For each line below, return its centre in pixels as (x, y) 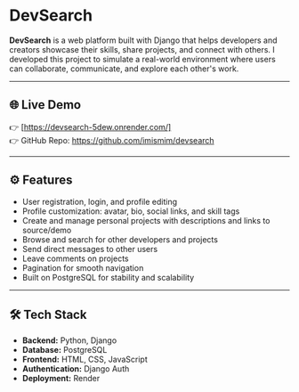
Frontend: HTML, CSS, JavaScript (85, 359)
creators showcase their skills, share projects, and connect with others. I (142, 49)
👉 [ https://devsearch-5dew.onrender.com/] (90, 127)
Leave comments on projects (75, 258)
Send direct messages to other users (90, 249)
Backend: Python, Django (69, 340)
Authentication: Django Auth (76, 369)
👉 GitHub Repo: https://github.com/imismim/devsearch (112, 140)
